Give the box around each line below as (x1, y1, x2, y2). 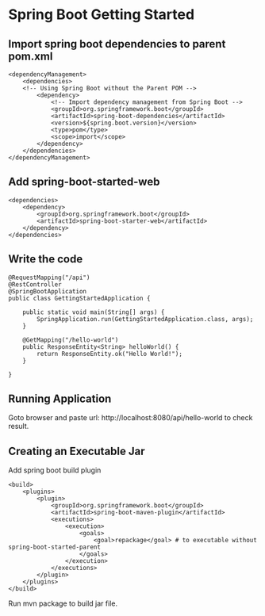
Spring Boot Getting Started (8, 6, 195, 24)
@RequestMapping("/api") (8, 274, 90, 281)
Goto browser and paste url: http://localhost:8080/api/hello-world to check (8, 413, 253, 423)
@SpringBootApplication (8, 287, 87, 295)
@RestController (8, 280, 62, 289)
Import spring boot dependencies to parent (8, 37, 226, 51)
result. (8, 422, 29, 431)
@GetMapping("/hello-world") (22, 335, 119, 344)
